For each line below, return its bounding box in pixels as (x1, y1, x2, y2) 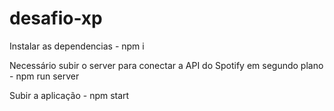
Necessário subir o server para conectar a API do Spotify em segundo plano (9, 59, 324, 71)
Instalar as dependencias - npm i (9, 40, 145, 52)
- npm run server (9, 70, 80, 82)
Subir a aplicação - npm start (9, 89, 130, 101)
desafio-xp (9, 7, 103, 30)
